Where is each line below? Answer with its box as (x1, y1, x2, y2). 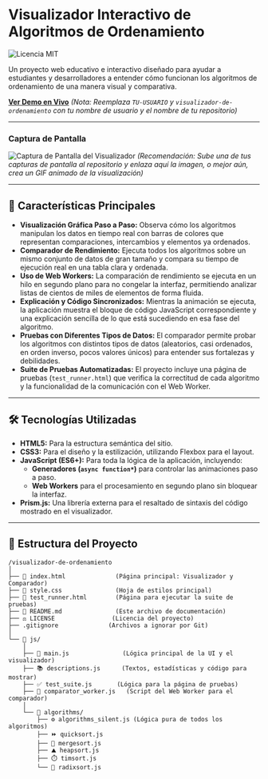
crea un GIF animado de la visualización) (8, 168, 144, 178)
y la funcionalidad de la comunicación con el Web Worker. (19, 382, 211, 391)
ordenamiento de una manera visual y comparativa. (8, 82, 177, 91)
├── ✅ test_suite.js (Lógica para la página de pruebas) (22, 680, 239, 689)
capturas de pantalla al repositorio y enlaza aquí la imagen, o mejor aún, (8, 160, 249, 170)
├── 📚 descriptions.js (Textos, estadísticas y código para (22, 664, 247, 673)
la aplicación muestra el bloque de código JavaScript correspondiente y (19, 306, 257, 315)
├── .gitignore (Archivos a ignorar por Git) (8, 621, 209, 629)
